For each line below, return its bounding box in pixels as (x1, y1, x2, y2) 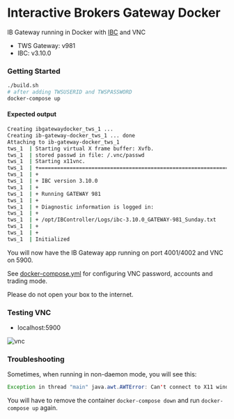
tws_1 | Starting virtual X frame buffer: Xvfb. (7, 145, 155, 152)
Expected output (7, 110, 57, 119)
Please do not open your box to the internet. (7, 290, 134, 298)
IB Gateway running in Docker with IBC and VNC (7, 28, 146, 36)
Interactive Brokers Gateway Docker (7, 5, 221, 21)
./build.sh (7, 82, 39, 89)
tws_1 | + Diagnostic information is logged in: (7, 204, 155, 211)
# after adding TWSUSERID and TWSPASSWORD (7, 89, 132, 96)
